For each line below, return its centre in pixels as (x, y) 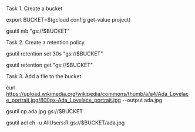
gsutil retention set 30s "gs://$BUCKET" (55, 54)
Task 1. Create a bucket (34, 8)
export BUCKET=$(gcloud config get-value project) (68, 20)
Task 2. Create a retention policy (46, 42)
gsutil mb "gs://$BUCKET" (38, 31)
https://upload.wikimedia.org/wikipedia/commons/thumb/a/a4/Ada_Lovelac (97, 94)
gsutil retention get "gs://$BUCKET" (50, 65)
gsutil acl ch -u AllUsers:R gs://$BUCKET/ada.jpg (65, 123)
